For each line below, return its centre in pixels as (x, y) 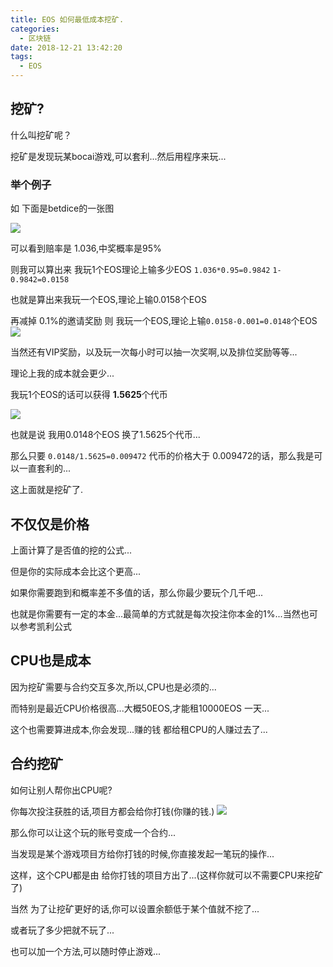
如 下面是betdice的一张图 (62, 208)
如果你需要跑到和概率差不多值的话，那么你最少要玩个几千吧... (137, 592)
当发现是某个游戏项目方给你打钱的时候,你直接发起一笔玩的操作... (142, 853)
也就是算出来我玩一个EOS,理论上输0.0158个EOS (108, 300)
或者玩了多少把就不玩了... (62, 930)
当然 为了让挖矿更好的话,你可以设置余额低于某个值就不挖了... (135, 908)
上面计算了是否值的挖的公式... (71, 550)
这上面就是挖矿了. (47, 490)
